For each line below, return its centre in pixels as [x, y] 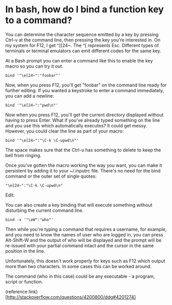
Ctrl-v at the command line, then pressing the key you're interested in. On [83, 40]
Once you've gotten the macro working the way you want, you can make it [84, 165]
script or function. [24, 281]
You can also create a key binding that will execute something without [79, 205]
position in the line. [25, 251]
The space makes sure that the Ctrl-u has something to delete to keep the [83, 150]
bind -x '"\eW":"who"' [29, 220]
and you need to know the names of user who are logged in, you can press [84, 234]
